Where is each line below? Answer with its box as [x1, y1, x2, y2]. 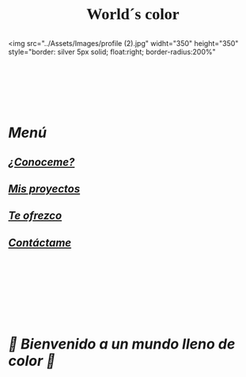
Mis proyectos [8, 182, 81, 196]
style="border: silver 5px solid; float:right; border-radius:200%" [8, 48, 216, 56]
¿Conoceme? [8, 155, 75, 169]
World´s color [86, 5, 180, 23]
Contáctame [8, 236, 72, 249]
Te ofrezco [8, 209, 62, 223]
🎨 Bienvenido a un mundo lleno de [8, 335, 236, 353]
